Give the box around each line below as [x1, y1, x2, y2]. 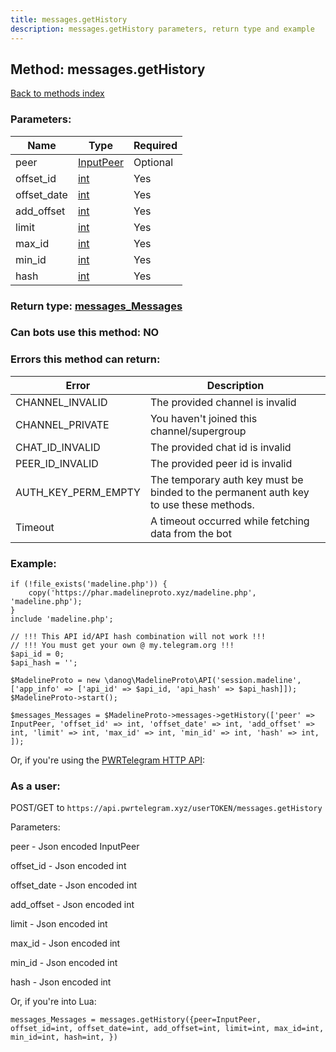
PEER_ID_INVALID [15, 456, 99, 470]
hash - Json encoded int [10, 976, 112, 988]
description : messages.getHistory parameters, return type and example [10, 24, 315, 34]
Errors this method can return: [10, 352, 161, 366]
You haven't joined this [149, 411, 258, 425]
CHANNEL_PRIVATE [15, 417, 110, 431]
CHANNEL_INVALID [15, 395, 108, 409]
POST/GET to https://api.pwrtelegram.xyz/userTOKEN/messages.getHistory [10, 802, 323, 814]
